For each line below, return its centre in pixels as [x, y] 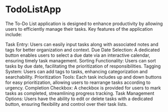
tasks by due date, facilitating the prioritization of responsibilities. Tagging [83, 66]
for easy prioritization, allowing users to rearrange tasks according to [78, 82]
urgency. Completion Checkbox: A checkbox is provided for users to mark [83, 87]
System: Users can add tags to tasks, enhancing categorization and [77, 71]
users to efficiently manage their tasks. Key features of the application [79, 29]
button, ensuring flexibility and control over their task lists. [66, 104]
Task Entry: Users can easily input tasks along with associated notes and [82, 44]
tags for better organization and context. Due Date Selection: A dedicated [82, 50]
